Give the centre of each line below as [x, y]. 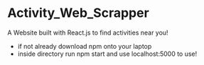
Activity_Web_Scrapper [78, 13]
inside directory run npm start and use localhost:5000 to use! [107, 54]
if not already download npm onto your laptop [85, 46]
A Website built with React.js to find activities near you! [88, 32]
